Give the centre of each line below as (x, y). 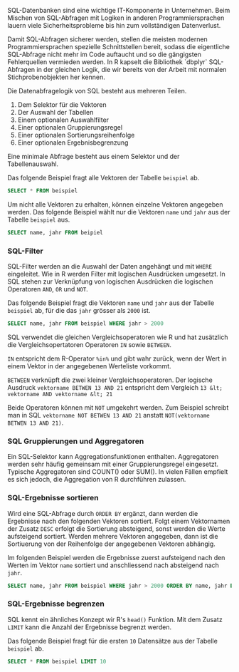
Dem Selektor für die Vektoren (62, 105)
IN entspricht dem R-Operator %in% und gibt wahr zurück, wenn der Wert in (117, 358)
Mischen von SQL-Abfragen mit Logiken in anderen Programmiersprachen (116, 18)
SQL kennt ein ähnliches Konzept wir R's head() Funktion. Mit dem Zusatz (115, 619)
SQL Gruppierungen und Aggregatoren (76, 441)
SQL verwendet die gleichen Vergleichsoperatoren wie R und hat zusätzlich (118, 337)
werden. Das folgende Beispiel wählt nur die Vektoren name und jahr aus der (119, 212)
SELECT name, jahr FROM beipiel (55, 232)
